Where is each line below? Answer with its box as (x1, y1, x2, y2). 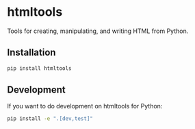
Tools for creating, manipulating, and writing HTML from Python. (7, 27, 189, 35)
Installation (7, 47, 56, 58)
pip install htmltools (7, 64, 72, 72)
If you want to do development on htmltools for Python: (7, 102, 163, 110)
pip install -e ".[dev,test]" (7, 115, 94, 122)
